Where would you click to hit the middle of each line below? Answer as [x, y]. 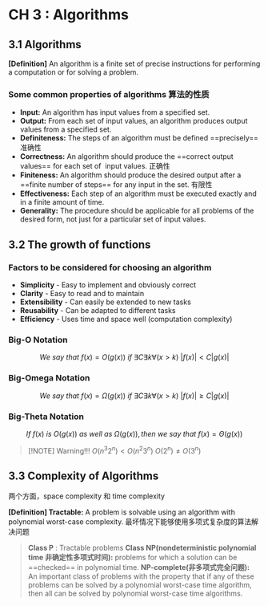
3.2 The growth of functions [80, 244]
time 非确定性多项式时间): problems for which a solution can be [132, 557]
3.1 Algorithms [45, 45]
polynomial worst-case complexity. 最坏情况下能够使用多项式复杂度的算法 [130, 522]
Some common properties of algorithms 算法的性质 [109, 94]
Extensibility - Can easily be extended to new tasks [106, 302]
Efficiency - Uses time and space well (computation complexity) [126, 319]
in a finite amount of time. [62, 202]
